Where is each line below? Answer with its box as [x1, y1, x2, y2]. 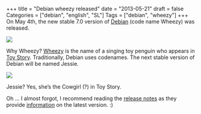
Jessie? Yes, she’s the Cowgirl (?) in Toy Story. [6, 83, 122, 90]
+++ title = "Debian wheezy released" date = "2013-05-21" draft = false [6, 5, 184, 12]
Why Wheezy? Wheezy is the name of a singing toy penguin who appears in [6, 48, 195, 54]
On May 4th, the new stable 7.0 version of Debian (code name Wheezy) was [6, 18, 195, 25]
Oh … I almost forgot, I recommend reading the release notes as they [6, 95, 177, 102]
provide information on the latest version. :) [6, 101, 113, 108]
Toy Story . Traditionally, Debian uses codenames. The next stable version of [6, 54, 195, 61]
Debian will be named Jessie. [6, 60, 79, 67]
